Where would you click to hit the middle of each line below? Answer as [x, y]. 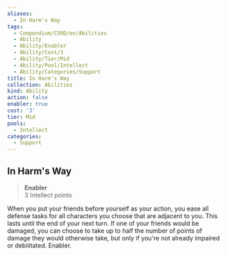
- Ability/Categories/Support [57, 72]
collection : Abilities [40, 85]
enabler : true [28, 104]
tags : [15, 26]
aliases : [20, 14]
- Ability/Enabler [40, 46]
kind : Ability [28, 91]
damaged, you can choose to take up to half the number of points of [105, 231]
